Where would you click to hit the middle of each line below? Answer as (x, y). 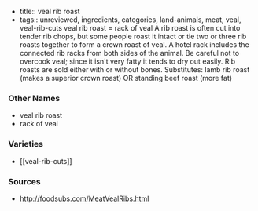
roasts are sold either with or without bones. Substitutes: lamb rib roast (135, 69)
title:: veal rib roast (50, 11)
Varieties (26, 144)
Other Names (34, 98)
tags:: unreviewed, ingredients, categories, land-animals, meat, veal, (130, 20)
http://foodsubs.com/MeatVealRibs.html (84, 198)
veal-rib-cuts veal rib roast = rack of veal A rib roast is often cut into (130, 28)
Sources (24, 181)
